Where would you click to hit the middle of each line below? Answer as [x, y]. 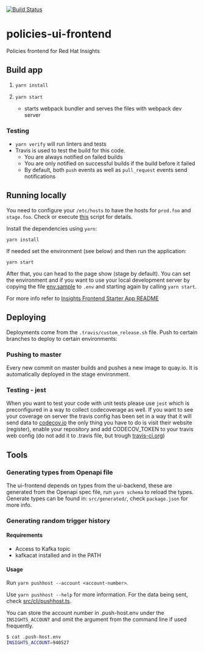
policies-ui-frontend [59, 34]
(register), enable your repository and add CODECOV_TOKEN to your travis [100, 429]
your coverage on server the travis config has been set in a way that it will [99, 416]
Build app [25, 70]
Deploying [26, 317]
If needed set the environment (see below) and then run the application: [97, 251]
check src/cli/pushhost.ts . [39, 601]
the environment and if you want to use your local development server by [98, 280]
